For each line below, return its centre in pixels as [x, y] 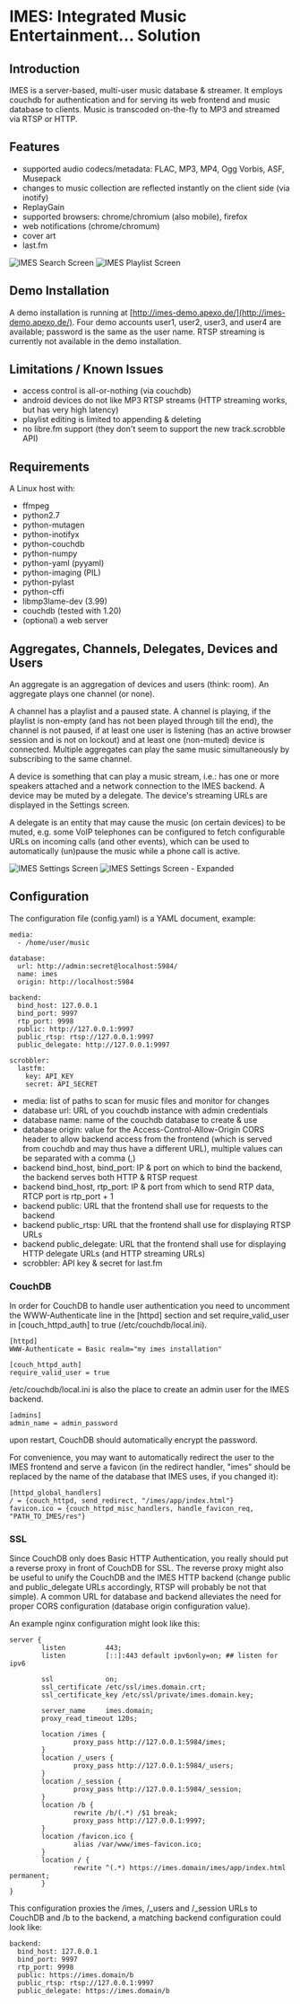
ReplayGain [43, 207]
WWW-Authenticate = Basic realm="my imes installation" [116, 1349]
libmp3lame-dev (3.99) [64, 601]
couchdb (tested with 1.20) [72, 611]
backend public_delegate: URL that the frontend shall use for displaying [154, 1244]
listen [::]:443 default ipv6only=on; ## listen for [160, 1656]
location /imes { [73, 1735]
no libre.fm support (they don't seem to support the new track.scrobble [154, 429]
